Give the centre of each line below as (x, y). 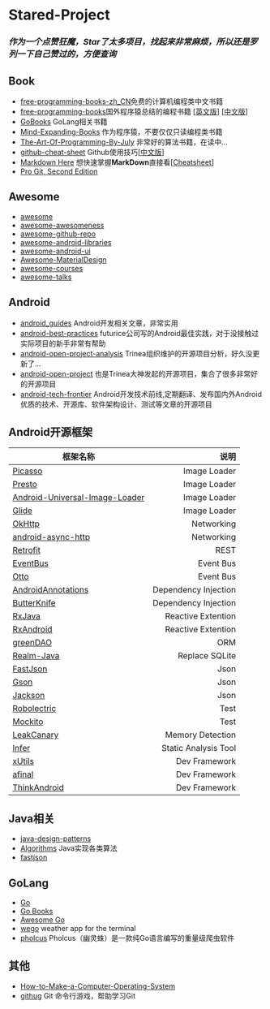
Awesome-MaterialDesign (63, 259)
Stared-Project (60, 15)
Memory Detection (201, 735)
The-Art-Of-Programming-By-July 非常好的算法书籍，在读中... (124, 142)
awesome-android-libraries (66, 242)
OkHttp (26, 524)
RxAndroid (32, 629)
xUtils (24, 761)
